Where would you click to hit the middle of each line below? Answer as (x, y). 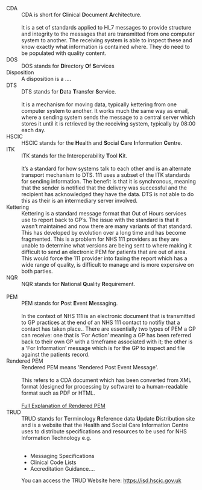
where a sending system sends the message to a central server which (108, 117)
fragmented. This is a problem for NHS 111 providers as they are (100, 239)
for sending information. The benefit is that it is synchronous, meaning (109, 181)
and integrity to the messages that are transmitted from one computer (108, 34)
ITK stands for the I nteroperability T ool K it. (74, 156)
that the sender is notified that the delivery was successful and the (104, 188)
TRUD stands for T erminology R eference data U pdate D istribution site (108, 418)
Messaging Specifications (62, 456)
